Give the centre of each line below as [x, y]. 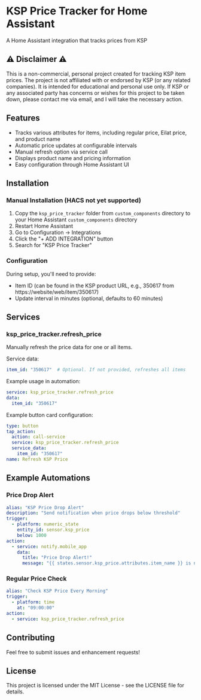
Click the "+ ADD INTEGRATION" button [64, 239]
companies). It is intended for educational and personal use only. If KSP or [98, 86]
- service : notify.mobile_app [49, 546]
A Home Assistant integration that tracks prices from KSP [77, 40]
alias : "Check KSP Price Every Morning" [57, 591]
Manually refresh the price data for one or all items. [69, 347]
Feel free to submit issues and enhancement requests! [73, 652]
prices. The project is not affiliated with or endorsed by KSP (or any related [98, 80]
